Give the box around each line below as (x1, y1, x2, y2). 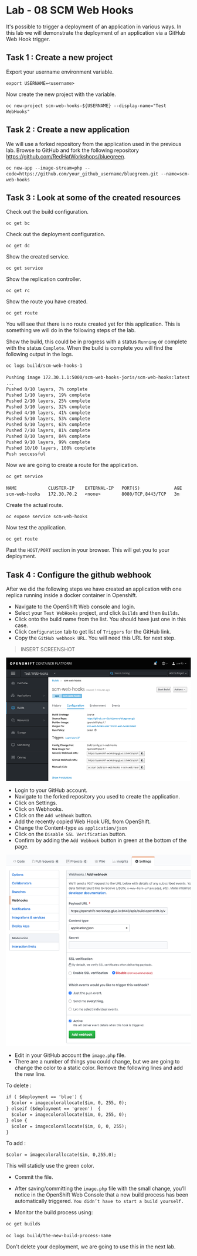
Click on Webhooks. (14, 806, 63, 813)
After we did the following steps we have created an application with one (6, 585, 182, 592)
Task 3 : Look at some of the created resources (6, 193, 181, 203)
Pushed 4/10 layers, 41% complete (6, 410, 91, 416)
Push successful (6, 451, 46, 457)
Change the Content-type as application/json (14, 824, 127, 831)
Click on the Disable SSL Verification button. (14, 831, 127, 838)
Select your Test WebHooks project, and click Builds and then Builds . (14, 609, 180, 617)
